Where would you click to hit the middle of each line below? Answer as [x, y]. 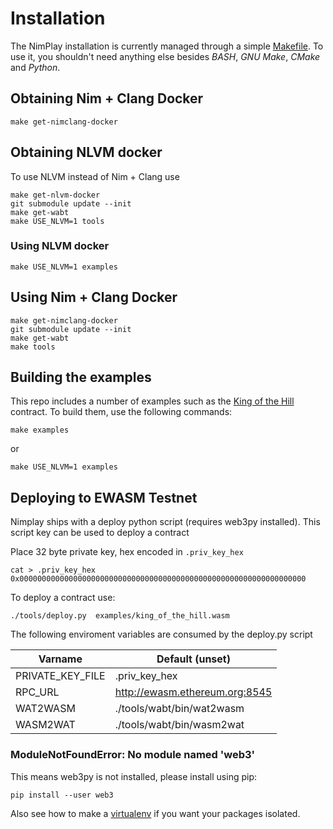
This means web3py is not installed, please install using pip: [134, 776]
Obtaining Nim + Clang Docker [107, 98]
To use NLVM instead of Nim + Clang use [95, 176]
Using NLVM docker [60, 246]
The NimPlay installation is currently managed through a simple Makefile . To [167, 46]
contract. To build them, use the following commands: [121, 412]
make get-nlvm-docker [55, 195]
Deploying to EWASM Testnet [104, 497]
